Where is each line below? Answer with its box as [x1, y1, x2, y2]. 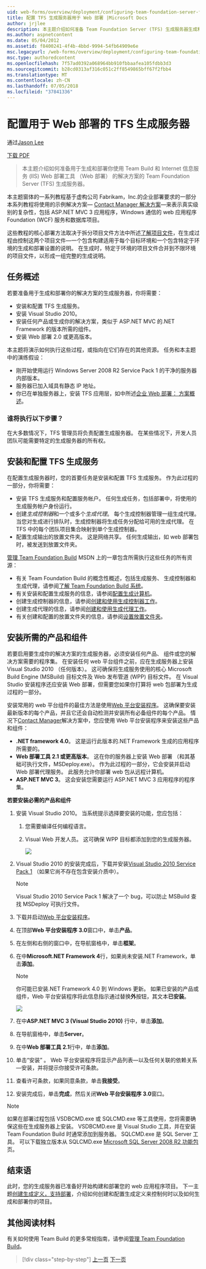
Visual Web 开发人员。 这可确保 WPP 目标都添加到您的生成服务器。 [24, 835, 195, 843]
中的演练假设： [7, 353, 45, 361]
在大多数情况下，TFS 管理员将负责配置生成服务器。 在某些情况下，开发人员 [7, 429, 197, 436]
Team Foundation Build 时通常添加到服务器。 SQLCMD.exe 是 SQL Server [7, 1130, 192, 1138]
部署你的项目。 [17, 1198, 56, 1205]
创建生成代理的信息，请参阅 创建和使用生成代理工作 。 [15, 605, 150, 612]
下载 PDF [7, 151, 30, 159]
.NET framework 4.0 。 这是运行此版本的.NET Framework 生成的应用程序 [15, 737, 199, 745]
